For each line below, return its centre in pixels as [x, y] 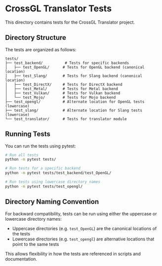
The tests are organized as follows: [41, 49]
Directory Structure [36, 38]
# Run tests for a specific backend [43, 168]
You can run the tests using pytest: [40, 146]
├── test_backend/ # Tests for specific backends [67, 63]
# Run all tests [22, 155]
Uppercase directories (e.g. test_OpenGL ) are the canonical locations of [84, 228]
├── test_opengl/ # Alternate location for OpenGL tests [75, 101]
